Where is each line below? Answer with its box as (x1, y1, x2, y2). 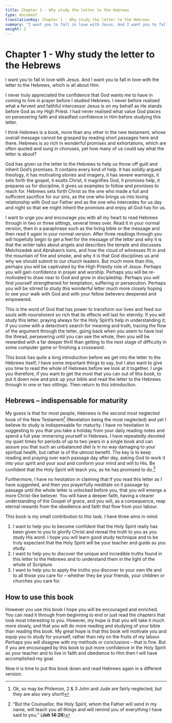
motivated (5, 275, 27, 281)
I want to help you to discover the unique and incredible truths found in (12, 551, 162, 557)
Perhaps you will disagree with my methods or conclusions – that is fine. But (5, 639, 166, 645)
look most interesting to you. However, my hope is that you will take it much (5, 617, 165, 623)
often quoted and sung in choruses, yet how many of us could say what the (5, 146, 164, 152)
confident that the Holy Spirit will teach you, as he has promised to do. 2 (5, 465, 156, 473)
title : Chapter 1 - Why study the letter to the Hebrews (5, 7, 130, 13)
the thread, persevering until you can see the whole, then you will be (5, 334, 150, 340)
